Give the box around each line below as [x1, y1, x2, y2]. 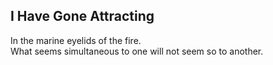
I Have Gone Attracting [10, 8, 155, 25]
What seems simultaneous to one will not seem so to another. [10, 45, 264, 57]
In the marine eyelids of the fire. [10, 34, 142, 46]
